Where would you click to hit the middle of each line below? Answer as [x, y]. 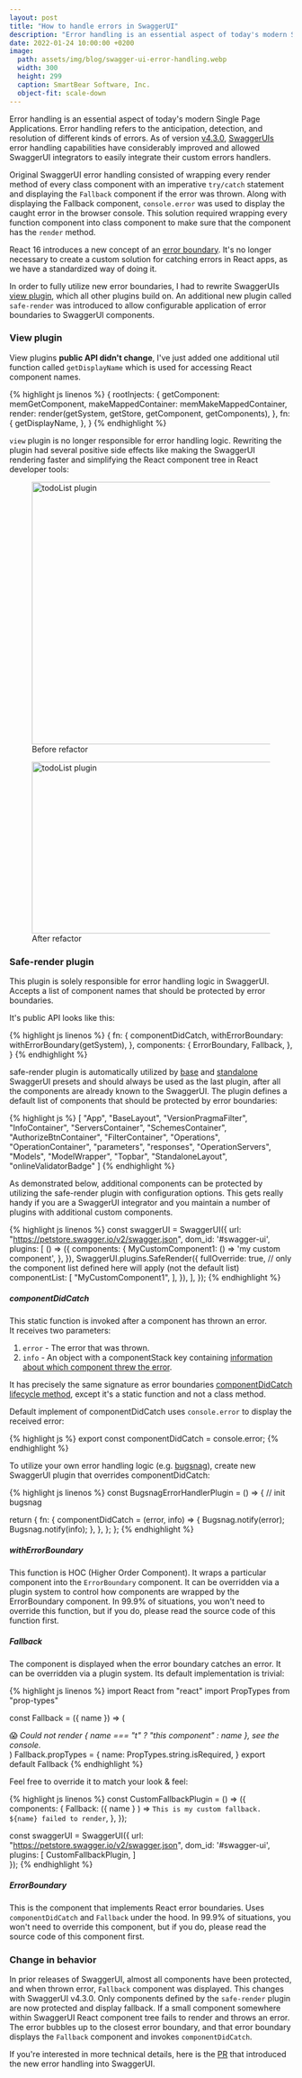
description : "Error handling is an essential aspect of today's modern [148, 34]
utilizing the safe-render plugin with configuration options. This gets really [147, 1193]
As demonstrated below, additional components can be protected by [136, 1184]
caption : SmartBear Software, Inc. [84, 85]
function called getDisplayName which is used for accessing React [131, 367]
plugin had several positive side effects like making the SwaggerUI [133, 450]
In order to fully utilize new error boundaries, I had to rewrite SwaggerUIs [145, 286]
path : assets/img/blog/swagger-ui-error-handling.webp [122, 59]
